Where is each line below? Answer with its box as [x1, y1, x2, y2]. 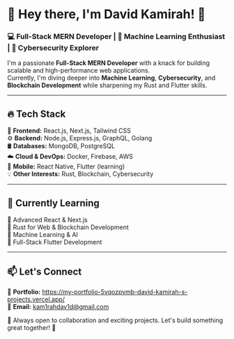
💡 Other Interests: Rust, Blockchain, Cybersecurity [7, 170, 154, 178]
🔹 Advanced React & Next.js [7, 216, 88, 224]
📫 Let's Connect [7, 266, 82, 277]
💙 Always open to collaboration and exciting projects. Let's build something [7, 316, 224, 324]
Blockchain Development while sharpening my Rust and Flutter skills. [7, 81, 208, 89]
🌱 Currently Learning [7, 197, 100, 209]
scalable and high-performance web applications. [7, 66, 150, 75]
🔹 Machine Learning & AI [7, 231, 79, 239]
